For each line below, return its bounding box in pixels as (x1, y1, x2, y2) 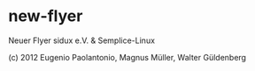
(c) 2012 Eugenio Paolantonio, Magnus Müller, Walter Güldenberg (8, 52, 247, 62)
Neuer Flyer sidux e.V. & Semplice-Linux (8, 35, 156, 46)
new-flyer (8, 6, 83, 26)
